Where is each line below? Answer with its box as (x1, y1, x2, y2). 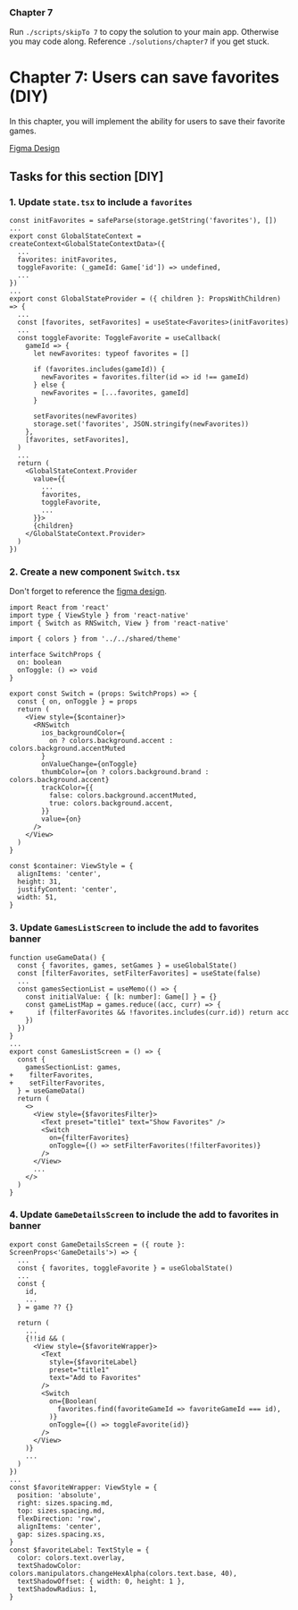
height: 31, (17, 877, 62, 887)
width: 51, (17, 893, 58, 902)
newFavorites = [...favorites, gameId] (41, 388, 190, 397)
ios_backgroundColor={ (41, 728, 126, 737)
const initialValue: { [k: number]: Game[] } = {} (25, 992, 218, 1001)
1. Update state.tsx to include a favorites (9, 195, 193, 208)
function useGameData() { (9, 953, 105, 962)
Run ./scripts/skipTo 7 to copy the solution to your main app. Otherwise (9, 27, 279, 38)
